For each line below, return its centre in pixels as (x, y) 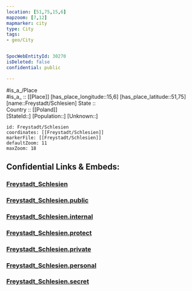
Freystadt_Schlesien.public (48, 200)
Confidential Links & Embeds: (63, 167)
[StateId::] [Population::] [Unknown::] (52, 116)
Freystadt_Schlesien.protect (49, 233)
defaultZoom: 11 (27, 143)
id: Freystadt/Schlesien (38, 127)
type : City (20, 29)
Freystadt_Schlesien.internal (50, 216)
